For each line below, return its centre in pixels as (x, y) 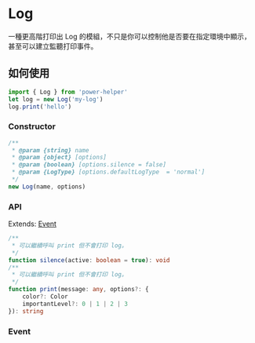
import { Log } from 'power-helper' (68, 92)
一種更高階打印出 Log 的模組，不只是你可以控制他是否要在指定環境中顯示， (129, 36)
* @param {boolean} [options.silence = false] (89, 165)
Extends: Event (33, 224)
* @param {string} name (50, 150)
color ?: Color (45, 297)
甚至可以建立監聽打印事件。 (53, 46)
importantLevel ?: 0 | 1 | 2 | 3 (75, 304)
